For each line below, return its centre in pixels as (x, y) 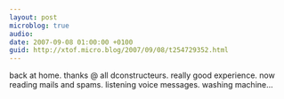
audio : (21, 34)
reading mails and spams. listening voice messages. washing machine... (141, 85)
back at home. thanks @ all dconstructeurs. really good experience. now (142, 75)
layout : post (33, 17)
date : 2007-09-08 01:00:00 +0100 (71, 42)
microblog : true (39, 26)
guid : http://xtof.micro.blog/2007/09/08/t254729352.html (119, 50)
